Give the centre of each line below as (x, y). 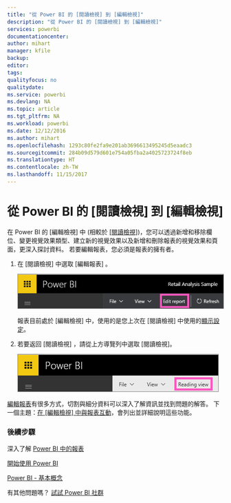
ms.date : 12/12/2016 (37, 131)
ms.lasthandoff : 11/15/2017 (47, 175)
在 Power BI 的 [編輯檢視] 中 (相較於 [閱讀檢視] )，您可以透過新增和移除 (107, 232)
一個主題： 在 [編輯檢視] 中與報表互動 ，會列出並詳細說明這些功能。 (101, 413)
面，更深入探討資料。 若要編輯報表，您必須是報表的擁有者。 (92, 249)
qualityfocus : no (32, 80)
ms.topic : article (33, 109)
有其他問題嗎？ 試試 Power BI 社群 (56, 492)
